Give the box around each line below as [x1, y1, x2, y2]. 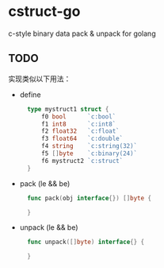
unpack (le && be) [19, 223, 78, 232]
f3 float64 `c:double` [40, 134, 124, 143]
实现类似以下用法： [8, 74, 71, 84]
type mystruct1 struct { [27, 105, 109, 113]
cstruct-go [8, 2, 81, 21]
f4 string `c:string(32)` [40, 142, 138, 150]
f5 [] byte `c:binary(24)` [40, 150, 138, 157]
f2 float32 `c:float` [40, 127, 120, 135]
